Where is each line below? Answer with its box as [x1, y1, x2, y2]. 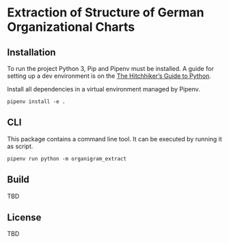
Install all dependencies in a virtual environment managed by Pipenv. [7, 85, 200, 93]
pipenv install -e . [7, 98, 66, 105]
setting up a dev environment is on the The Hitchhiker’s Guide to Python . [7, 72, 212, 80]
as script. [7, 142, 33, 150]
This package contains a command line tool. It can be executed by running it [7, 134, 222, 143]
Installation [7, 46, 56, 58]
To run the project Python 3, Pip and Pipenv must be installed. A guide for [7, 65, 214, 72]
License [7, 212, 42, 223]
